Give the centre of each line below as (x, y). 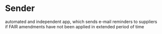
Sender (20, 8)
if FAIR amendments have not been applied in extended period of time (74, 26)
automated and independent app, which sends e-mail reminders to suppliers (81, 22)
